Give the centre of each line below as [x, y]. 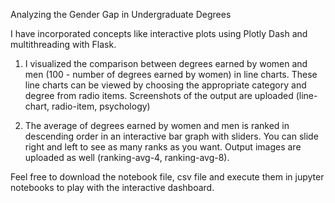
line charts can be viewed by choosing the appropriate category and [165, 85]
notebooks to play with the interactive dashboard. [112, 187]
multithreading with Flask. [63, 44]
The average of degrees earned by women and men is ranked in [157, 125]
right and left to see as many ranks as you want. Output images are [163, 147]
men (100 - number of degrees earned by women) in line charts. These [171, 74]
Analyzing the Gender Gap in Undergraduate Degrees [121, 14]
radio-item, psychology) [101, 106]
